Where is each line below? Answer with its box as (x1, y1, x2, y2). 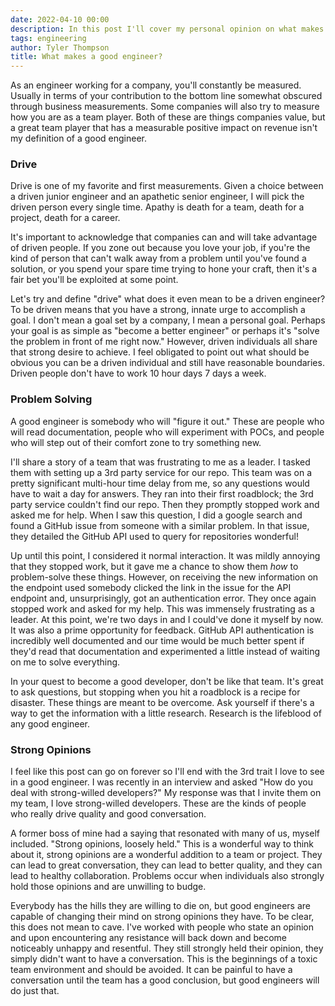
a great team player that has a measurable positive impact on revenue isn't (10, 122, 318, 134)
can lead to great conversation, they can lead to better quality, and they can (10, 859, 323, 871)
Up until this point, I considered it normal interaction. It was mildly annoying (10, 549, 321, 561)
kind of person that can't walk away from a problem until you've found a (10, 252, 307, 265)
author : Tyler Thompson (10, 42, 110, 53)
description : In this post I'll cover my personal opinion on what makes (10, 24, 325, 34)
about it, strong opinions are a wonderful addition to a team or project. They (10, 849, 323, 861)
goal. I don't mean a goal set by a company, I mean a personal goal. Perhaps (10, 314, 326, 326)
